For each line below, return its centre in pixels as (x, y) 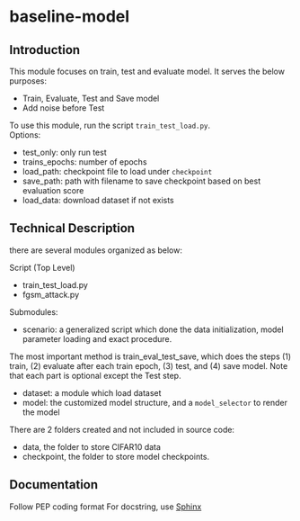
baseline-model (70, 17)
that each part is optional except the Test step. (95, 375)
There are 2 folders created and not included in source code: (122, 429)
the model (41, 412)
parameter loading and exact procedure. (97, 338)
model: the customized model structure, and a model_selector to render (155, 402)
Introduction (45, 50)
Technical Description (72, 228)
